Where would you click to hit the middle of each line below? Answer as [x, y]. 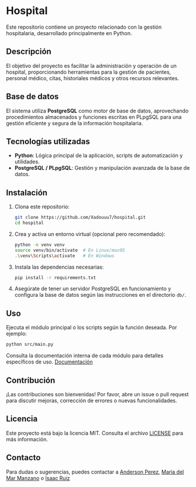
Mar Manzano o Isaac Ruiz [38, 478]
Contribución [31, 380]
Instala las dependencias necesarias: [59, 267]
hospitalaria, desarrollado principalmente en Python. [69, 33]
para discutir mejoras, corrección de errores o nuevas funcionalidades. [92, 400]
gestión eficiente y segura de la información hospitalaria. [75, 123]
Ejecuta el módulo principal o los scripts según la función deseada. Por [92, 327]
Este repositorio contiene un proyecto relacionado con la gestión [84, 27]
